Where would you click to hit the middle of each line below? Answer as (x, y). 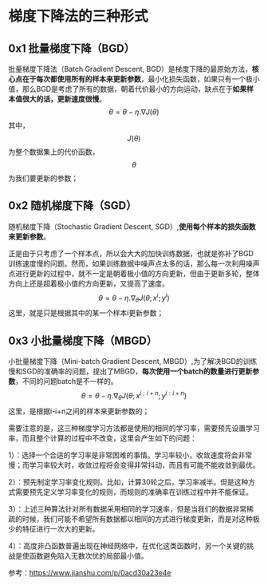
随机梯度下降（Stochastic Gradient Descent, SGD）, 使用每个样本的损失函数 (132, 226)
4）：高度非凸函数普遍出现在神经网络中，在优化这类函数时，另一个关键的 (128, 545)
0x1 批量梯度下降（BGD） (72, 48)
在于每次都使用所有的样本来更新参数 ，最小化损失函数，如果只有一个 (134, 79)
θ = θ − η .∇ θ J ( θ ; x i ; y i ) (134, 298)
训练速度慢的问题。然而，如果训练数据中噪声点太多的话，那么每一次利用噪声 (134, 263)
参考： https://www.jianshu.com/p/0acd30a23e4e (90, 572)
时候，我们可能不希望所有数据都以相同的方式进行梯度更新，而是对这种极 (141, 519)
